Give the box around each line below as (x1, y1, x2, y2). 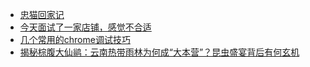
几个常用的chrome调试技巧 (19, 34, 131, 45)
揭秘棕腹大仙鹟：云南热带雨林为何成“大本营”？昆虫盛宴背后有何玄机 (19, 46, 300, 58)
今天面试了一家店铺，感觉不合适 (19, 21, 152, 33)
